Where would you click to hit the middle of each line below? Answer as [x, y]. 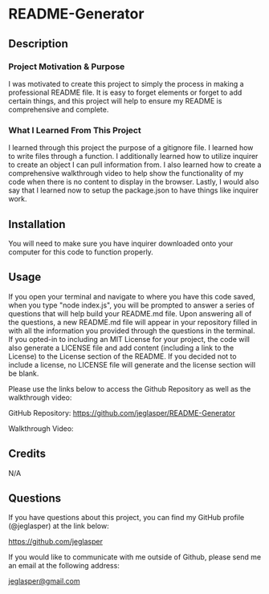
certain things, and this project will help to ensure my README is [115, 100]
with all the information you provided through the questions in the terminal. [132, 331]
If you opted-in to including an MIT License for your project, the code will [129, 339]
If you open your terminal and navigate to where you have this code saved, [132, 296]
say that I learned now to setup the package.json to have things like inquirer [133, 190]
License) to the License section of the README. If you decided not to [122, 356]
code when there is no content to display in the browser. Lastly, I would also [134, 182]
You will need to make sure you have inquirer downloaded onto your [121, 243]
